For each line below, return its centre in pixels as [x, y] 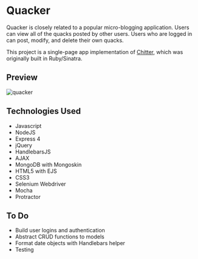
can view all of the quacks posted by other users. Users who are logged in [99, 33]
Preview [22, 77]
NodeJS [25, 132]
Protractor [28, 197]
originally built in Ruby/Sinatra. [44, 58]
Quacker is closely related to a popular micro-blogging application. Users [98, 27]
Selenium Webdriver [40, 184]
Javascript [28, 126]
